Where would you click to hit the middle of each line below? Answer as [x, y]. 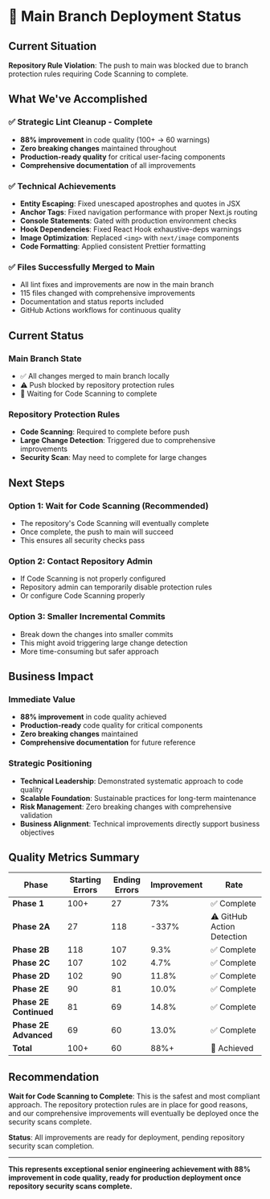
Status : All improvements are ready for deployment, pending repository [127, 1138]
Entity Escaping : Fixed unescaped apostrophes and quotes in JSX [130, 203]
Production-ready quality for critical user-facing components [123, 157]
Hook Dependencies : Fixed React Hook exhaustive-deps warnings [131, 229]
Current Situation [53, 46]
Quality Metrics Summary [74, 857]
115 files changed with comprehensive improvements [107, 294]
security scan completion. [51, 1146]
